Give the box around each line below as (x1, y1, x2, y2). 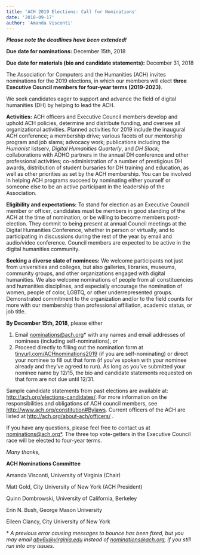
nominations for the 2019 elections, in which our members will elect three (6, 77, 187, 84)
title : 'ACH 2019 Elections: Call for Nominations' (6, 8, 137, 15)
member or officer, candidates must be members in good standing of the (6, 208, 186, 215)
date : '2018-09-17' (6, 14, 55, 20)
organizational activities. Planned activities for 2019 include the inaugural (6, 126, 186, 133)
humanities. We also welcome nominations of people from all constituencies (6, 276, 193, 283)
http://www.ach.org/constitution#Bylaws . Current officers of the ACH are (6, 406, 186, 413)
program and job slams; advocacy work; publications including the (6, 139, 170, 146)
